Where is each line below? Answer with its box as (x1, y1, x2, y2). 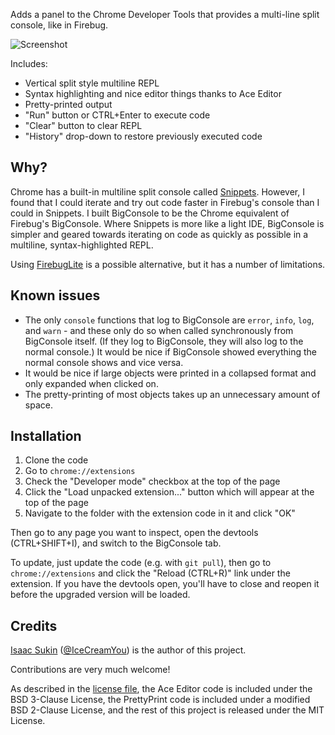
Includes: (10, 58, 48, 69)
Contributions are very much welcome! (10, 664, 171, 676)
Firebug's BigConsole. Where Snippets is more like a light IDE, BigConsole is (10, 217, 325, 229)
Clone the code (24, 454, 89, 466)
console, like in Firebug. (10, 19, 109, 31)
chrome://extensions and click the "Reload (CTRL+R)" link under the (10, 567, 291, 579)
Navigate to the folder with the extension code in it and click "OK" (24, 507, 296, 519)
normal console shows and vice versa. (24, 356, 184, 368)
